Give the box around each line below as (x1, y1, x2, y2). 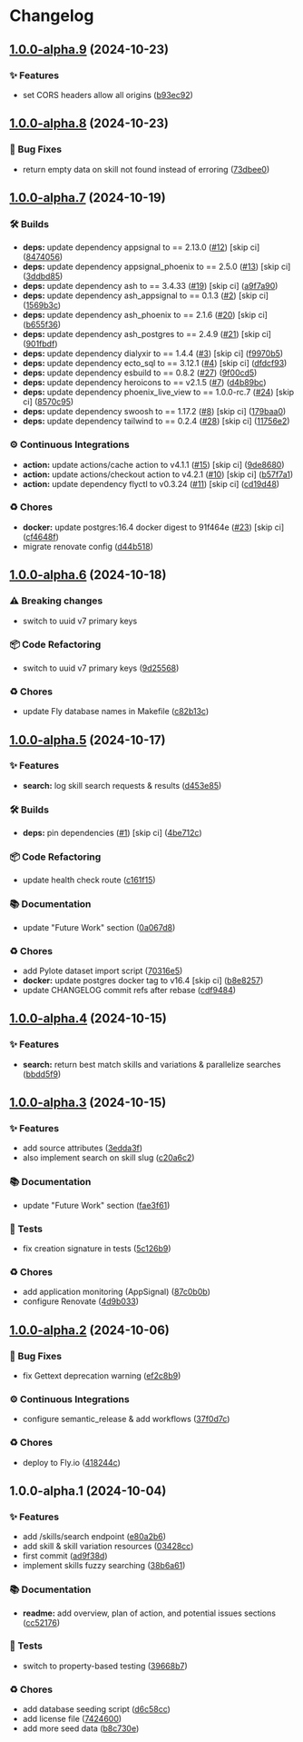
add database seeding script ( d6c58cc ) (22, 1704, 171, 1715)
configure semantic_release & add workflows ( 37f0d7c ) (22, 1414, 230, 1425)
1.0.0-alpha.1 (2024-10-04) (9, 1483, 167, 1498)
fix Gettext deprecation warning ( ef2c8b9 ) (22, 1369, 181, 1381)
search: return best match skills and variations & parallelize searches (22, 1059, 281, 1070)
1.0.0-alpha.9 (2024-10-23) (9, 42, 170, 57)
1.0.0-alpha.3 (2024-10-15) (9, 1095, 167, 1110)
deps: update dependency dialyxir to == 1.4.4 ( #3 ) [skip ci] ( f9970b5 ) (22, 348, 284, 359)
